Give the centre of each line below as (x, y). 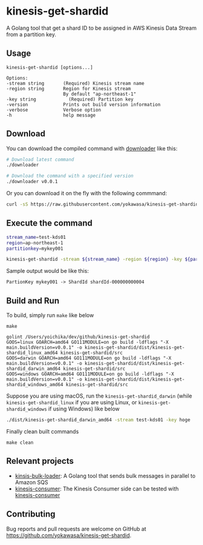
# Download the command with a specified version (70, 176)
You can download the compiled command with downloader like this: (92, 148)
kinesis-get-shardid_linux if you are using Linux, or (72, 403)
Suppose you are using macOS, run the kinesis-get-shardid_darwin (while (99, 396)
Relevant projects (40, 461)
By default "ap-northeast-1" (100, 94)
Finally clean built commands (43, 431)
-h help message (51, 115)
